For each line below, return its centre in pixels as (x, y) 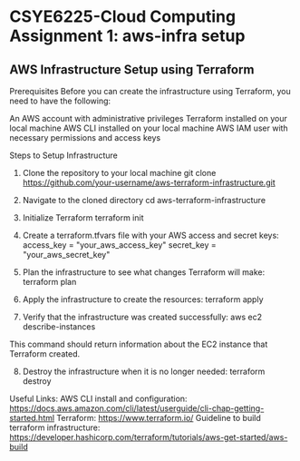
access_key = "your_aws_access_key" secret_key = (120, 245)
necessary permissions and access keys (85, 137)
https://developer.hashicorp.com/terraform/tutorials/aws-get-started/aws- (149, 437)
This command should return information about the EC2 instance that (139, 344)
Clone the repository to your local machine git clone (119, 173)
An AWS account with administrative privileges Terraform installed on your (148, 118)
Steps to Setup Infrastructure (63, 155)
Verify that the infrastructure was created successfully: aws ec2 (142, 317)
